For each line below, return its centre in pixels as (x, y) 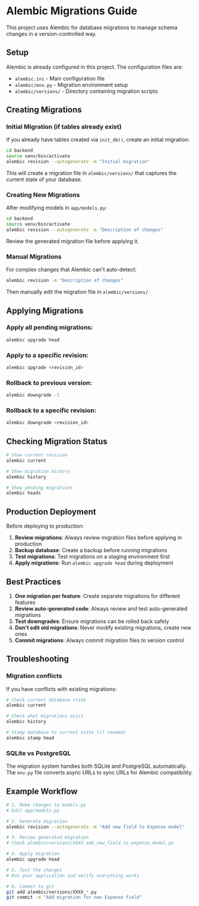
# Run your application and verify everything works (73, 876)
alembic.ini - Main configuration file (60, 78)
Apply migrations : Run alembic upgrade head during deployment (94, 563)
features (25, 602)
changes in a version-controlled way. (51, 33)
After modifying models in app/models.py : (56, 208)
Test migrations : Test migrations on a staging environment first (92, 557)
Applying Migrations (45, 311)
